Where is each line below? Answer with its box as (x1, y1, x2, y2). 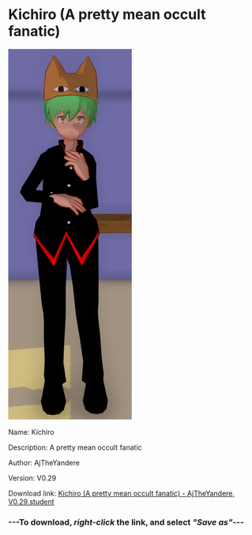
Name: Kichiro (8, 427, 55, 436)
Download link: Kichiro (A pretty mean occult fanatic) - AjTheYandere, (8, 488, 235, 498)
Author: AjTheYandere (8, 458, 81, 467)
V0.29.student (8, 496, 55, 507)
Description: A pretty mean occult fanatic (8, 443, 142, 452)
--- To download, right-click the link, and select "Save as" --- (8, 516, 245, 527)
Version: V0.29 (8, 473, 57, 483)
